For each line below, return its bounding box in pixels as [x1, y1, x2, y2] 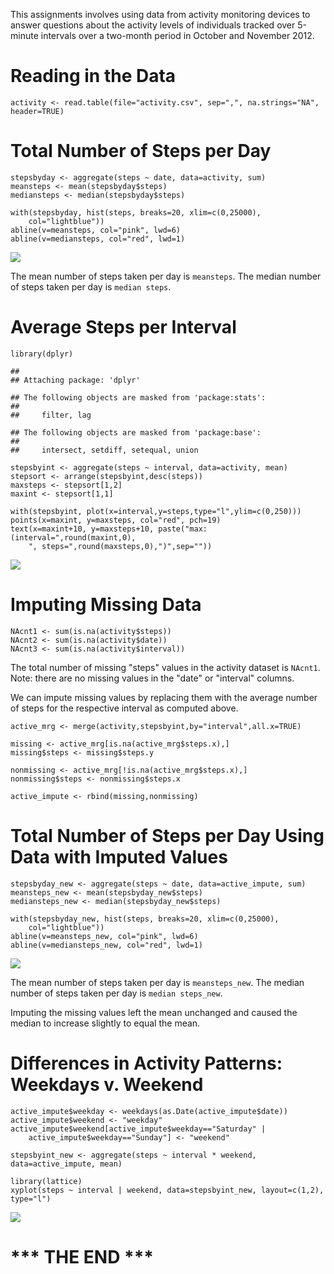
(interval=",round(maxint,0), [10, 532, 137, 543]
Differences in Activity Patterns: [10, 1052, 283, 1074]
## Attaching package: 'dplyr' [10, 375, 141, 385]
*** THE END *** [10, 1245, 155, 1268]
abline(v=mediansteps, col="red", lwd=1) [10, 234, 186, 244]
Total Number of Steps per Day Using [10, 824, 325, 847]
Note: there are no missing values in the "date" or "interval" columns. [10, 672, 295, 684]
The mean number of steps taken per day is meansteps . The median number [10, 270, 322, 282]
